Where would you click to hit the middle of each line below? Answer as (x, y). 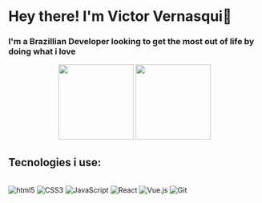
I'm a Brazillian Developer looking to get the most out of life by (131, 42)
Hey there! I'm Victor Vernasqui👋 (120, 16)
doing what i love (42, 51)
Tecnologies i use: (55, 162)
